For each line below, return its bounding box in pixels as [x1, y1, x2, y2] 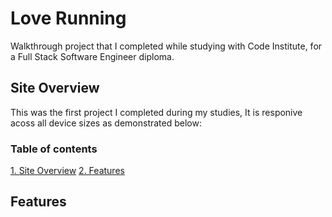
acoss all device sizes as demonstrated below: [10, 117, 202, 129]
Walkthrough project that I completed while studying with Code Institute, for [10, 40, 323, 52]
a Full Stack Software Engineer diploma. [10, 50, 175, 62]
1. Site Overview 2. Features [10, 165, 125, 177]
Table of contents [10, 142, 98, 156]
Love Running [10, 7, 127, 30]
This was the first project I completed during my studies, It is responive [10, 106, 303, 118]
